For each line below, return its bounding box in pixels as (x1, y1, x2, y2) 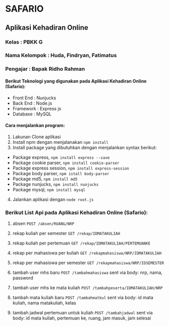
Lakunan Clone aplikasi (12, 134, 61, 140)
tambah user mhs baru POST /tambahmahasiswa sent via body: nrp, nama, (12, 269, 163, 276)
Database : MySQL (12, 111, 52, 117)
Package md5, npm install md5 (12, 176, 78, 182)
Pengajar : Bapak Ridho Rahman (5, 65, 85, 72)
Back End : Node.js (12, 100, 52, 106)
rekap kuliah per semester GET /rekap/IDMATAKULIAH (12, 230, 120, 236)
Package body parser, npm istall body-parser (12, 170, 109, 176)
